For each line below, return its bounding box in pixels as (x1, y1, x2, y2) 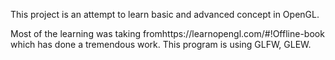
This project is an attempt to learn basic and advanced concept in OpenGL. (10, 9, 320, 20)
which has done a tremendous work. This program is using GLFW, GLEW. (10, 39, 312, 50)
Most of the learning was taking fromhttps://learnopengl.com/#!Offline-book (10, 28, 325, 39)
